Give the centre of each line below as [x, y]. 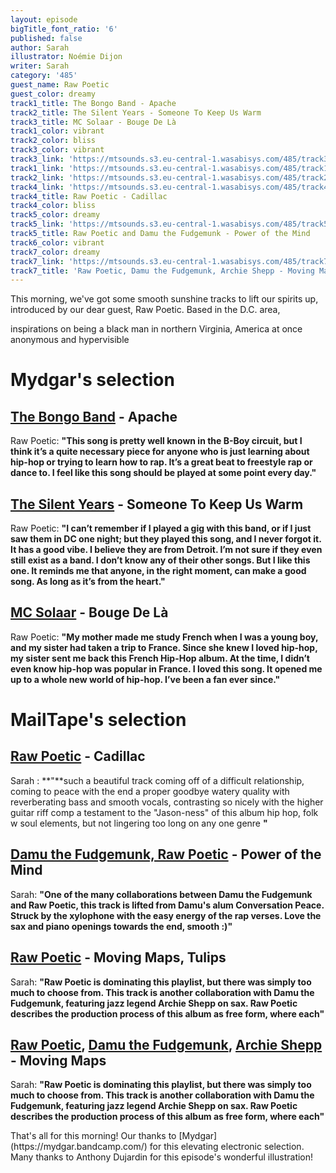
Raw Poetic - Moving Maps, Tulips [118, 957]
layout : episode [44, 19]
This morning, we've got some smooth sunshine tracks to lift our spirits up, [164, 299]
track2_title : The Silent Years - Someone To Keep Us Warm [136, 112]
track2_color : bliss [53, 141]
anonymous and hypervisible [70, 340]
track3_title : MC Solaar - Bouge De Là [93, 122]
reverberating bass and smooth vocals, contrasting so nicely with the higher [167, 802]
